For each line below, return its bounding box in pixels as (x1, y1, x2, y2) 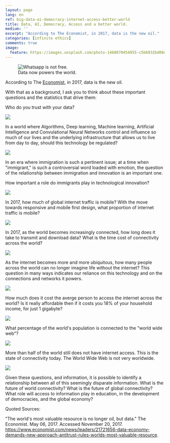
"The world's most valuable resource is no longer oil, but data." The (5, 416, 146, 422)
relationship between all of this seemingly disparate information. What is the (5, 380, 163, 386)
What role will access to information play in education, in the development (5, 390, 159, 396)
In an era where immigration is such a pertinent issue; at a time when (5, 159, 149, 165)
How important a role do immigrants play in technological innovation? (5, 180, 150, 186)
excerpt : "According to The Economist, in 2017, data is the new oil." (5, 31, 159, 36)
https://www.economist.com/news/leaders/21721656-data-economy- (5, 426, 150, 432)
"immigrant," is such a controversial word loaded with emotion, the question (5, 164, 163, 171)
